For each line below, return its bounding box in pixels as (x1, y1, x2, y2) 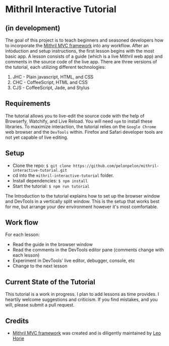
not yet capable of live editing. (5, 134, 69, 140)
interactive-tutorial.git (12, 168, 67, 173)
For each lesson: (5, 232, 40, 238)
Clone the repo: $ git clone (12, 162, 72, 168)
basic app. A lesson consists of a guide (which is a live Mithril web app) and (5, 53, 163, 59)
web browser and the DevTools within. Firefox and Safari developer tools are (5, 129, 163, 135)
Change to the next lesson (12, 263, 68, 269)
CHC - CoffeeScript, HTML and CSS (12, 80, 88, 85)
